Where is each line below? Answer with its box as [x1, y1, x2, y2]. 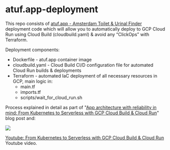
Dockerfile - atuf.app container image [12, 56, 92, 62]
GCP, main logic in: [12, 78, 53, 84]
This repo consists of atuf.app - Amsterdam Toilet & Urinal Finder [5, 20, 142, 27]
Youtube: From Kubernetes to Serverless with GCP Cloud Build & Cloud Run [5, 134, 164, 141]
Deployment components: [5, 46, 60, 53]
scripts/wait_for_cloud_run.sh [20, 94, 83, 101]
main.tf [20, 83, 35, 90]
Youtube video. [5, 140, 37, 146]
